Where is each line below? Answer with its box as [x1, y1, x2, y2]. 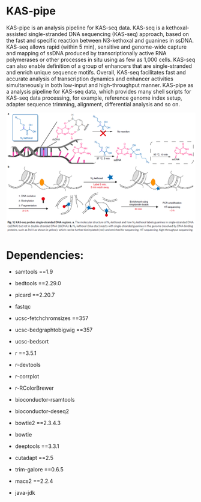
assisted [6, 30, 27, 37]
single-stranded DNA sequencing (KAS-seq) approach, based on [28, 30, 189, 37]
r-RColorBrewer [14, 384, 54, 392]
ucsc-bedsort [14, 338, 49, 345]
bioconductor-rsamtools [14, 396, 75, 404]
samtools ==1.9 [14, 268, 53, 276]
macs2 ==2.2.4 [14, 477, 53, 485]
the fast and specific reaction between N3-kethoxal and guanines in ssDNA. [6, 37, 194, 44]
